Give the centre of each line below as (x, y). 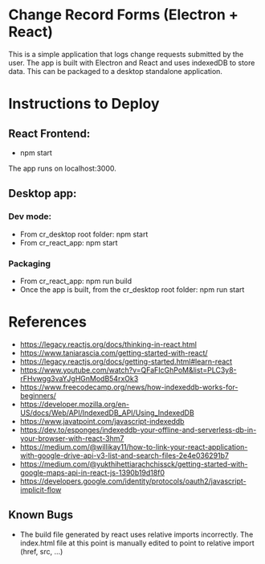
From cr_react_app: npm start (69, 242)
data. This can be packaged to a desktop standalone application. (116, 71)
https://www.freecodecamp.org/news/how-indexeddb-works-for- (129, 387)
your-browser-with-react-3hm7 (72, 438)
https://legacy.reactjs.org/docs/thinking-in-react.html (108, 344)
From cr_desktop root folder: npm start (84, 234)
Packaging (29, 263)
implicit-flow (41, 489)
